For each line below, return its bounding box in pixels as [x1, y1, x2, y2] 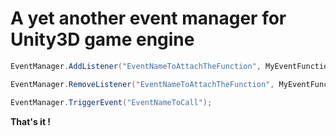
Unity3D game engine [10, 28, 195, 51]
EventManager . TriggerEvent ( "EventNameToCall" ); [10, 97, 213, 107]
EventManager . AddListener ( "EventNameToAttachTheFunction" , [10, 61, 262, 71]
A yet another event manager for [10, 7, 287, 30]
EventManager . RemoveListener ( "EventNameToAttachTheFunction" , [10, 79, 275, 89]
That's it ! [10, 115, 52, 127]
